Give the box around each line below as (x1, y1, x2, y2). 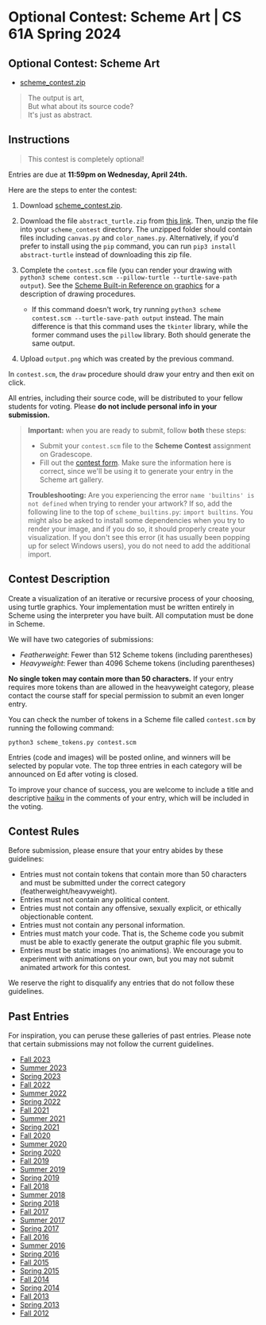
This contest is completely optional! (27, 154, 145, 163)
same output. (31, 338, 75, 348)
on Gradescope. (39, 449, 93, 459)
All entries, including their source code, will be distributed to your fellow (8, 393, 244, 402)
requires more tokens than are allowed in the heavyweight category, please (8, 682, 254, 692)
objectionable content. (19, 912, 94, 921)
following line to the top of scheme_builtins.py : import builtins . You (27, 506, 253, 517)
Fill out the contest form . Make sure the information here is (39, 458, 232, 467)
